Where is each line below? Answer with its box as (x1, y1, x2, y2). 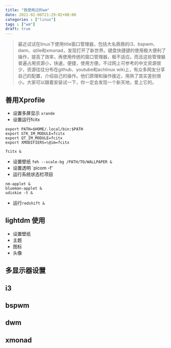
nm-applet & (5, 181, 31, 186)
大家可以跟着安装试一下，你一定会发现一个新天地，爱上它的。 (27, 79, 157, 86)
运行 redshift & (12, 200, 45, 206)
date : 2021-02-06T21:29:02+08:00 (5, 12, 77, 17)
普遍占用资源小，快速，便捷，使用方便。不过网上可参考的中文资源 (17, 60, 157, 66)
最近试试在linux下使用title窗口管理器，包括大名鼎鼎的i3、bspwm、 (17, 41, 158, 47)
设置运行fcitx (12, 116, 40, 122)
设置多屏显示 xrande (12, 110, 55, 116)
